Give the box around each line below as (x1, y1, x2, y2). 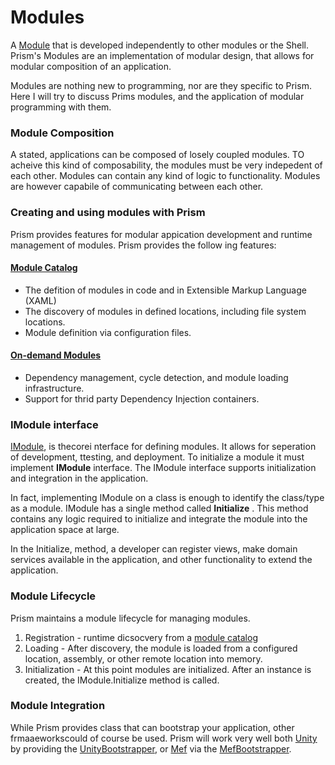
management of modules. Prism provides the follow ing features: (10, 239, 277, 251)
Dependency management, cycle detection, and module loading (24, 371, 289, 383)
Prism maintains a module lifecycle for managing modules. (10, 612, 251, 624)
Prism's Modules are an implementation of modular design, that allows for (10, 49, 315, 61)
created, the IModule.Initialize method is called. (24, 674, 220, 686)
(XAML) (24, 294, 57, 306)
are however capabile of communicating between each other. (10, 181, 264, 193)
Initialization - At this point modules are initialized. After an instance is (24, 663, 312, 675)
